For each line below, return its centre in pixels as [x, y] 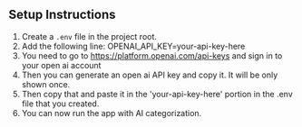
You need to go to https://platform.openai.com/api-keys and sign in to [152, 55]
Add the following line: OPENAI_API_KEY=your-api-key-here [133, 46]
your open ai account [61, 65]
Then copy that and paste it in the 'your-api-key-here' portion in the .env [157, 94]
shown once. [46, 84]
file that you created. [60, 104]
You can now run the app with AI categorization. [112, 113]
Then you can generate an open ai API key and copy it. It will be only [150, 75]
